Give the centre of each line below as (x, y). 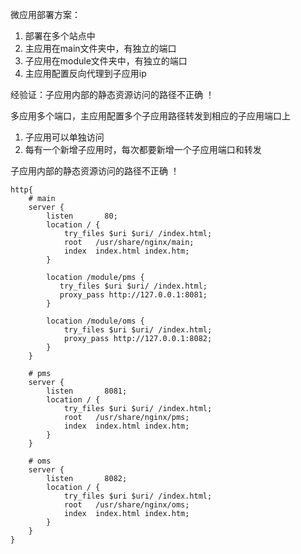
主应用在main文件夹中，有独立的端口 (100, 48)
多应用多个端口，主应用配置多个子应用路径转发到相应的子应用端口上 (150, 116)
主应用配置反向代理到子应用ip (85, 73)
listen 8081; (87, 391)
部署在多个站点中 (60, 36)
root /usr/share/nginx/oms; (126, 505)
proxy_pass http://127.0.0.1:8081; (133, 295)
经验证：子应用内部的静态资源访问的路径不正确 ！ (112, 94)
